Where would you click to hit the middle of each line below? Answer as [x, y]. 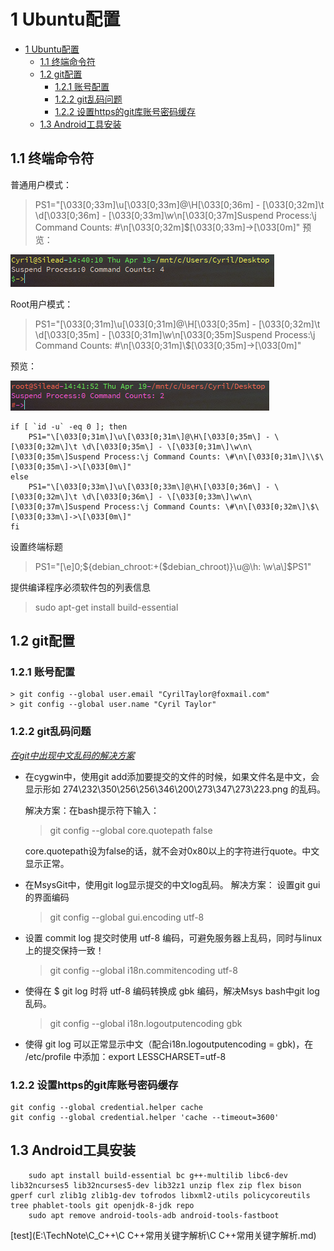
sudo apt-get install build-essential [106, 607]
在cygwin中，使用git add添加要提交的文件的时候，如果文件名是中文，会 [172, 776]
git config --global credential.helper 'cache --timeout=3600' [145, 1118]
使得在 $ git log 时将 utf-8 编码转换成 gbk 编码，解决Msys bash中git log [172, 991]
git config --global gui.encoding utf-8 [127, 917]
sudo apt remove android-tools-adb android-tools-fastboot [154, 1215]
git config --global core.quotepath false [131, 830]
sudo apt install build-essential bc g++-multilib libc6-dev [158, 1175]
